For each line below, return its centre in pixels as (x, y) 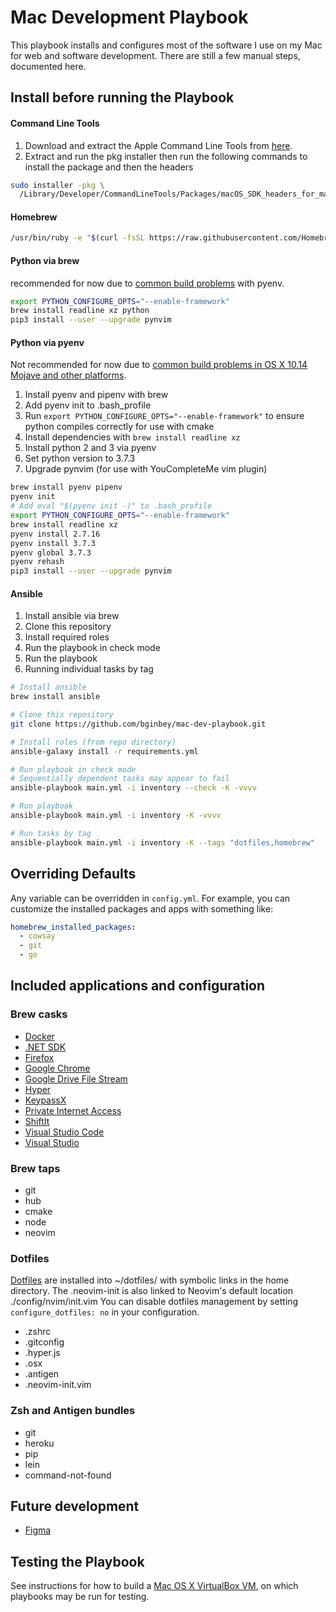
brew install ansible (55, 697)
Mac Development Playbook (129, 17)
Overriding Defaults (73, 874)
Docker (40, 1036)
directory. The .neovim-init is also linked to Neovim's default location (152, 1291)
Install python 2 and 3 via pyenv (90, 448)
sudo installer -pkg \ (57, 185)
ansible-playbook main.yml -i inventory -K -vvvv (116, 816)
